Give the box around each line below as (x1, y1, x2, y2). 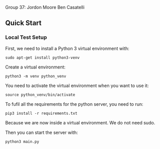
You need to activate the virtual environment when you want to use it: (5, 83, 149, 89)
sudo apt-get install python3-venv (5, 55, 80, 60)
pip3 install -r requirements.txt (5, 111, 78, 116)
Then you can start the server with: (5, 129, 78, 135)
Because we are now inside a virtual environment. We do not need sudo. (5, 119, 155, 125)
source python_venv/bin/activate (5, 92, 75, 97)
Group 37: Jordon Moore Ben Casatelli (5, 5, 85, 10)
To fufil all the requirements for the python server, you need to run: (5, 101, 143, 107)
